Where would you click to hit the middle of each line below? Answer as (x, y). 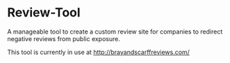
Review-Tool (44, 13)
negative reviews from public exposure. (64, 38)
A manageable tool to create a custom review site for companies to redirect (115, 32)
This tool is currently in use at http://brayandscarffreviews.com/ (98, 52)
